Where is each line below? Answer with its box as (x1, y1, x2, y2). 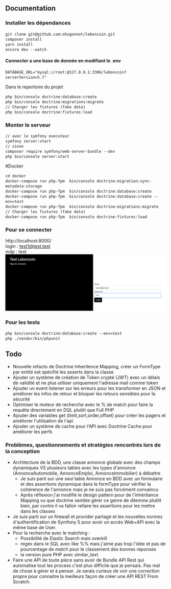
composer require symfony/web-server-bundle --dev (5, 149, 115, 154)
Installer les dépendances (5, 19, 71, 27)
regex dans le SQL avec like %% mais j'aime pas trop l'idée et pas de (20, 541, 166, 547)
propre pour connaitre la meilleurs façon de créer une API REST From (12, 573, 159, 579)
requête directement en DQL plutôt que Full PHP (12, 407, 114, 413)
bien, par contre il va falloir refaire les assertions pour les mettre (20, 503, 155, 509)
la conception (5, 447, 40, 455)
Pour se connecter (5, 226, 52, 233)
